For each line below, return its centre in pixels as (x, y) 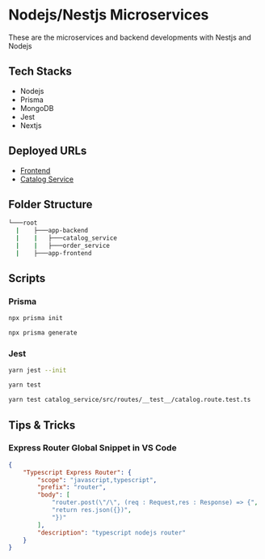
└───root (23, 223)
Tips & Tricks (42, 425)
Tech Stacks (40, 72)
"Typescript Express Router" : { (77, 472)
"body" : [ (54, 495)
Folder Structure (50, 204)
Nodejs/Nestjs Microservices (109, 15)
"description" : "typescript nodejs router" (111, 532)
